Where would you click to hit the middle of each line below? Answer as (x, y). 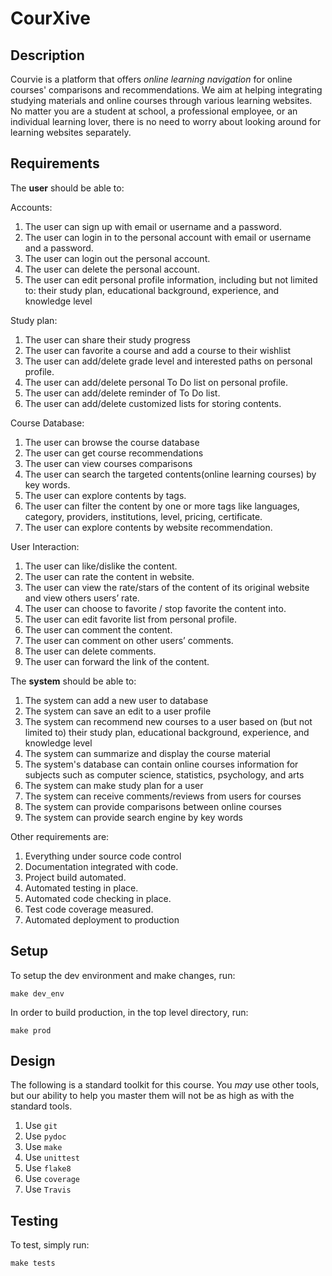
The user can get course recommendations (114, 453)
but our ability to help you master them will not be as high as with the (152, 1096)
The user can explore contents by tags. (105, 495)
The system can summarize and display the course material (147, 753)
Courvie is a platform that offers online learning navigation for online (151, 79)
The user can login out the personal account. (117, 258)
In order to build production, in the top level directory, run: (129, 1012)
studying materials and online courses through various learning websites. (161, 100)
